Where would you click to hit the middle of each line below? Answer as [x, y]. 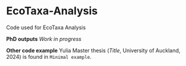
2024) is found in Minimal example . [49, 56]
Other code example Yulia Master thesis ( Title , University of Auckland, [93, 50]
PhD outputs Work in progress [44, 39]
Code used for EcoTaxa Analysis [46, 27]
